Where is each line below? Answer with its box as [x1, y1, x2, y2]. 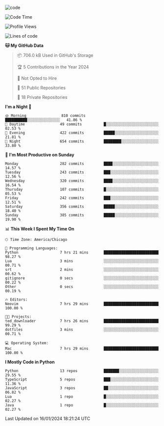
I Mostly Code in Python [5, 359, 55, 365]
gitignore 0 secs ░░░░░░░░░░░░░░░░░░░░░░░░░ [5, 276, 159, 281]
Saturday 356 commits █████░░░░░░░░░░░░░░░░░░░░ [5, 204, 159, 209]
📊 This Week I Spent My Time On [5, 226, 74, 232]
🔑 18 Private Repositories [17, 95, 68, 100]
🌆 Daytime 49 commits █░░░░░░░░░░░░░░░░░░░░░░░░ [5, 122, 159, 127]
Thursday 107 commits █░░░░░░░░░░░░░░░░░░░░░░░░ [5, 187, 159, 192]
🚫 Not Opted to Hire [17, 75, 57, 81]
